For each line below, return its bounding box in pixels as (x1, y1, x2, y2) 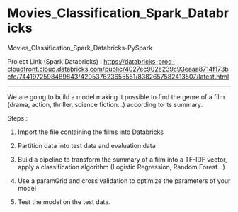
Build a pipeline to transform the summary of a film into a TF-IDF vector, (17, 155, 228, 164)
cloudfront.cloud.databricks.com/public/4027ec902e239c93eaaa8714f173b (7, 65, 229, 73)
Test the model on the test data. (17, 197, 111, 206)
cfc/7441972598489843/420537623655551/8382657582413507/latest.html (7, 72, 229, 81)
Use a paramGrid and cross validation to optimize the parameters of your (17, 176, 231, 185)
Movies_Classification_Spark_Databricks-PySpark (7, 43, 153, 52)
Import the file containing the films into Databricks (17, 128, 164, 136)
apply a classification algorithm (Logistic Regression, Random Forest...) (17, 162, 225, 171)
